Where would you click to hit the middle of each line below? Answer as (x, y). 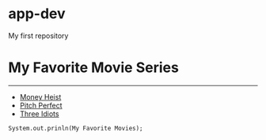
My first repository (38, 36)
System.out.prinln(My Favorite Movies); (76, 128)
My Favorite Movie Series (94, 68)
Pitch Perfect (41, 105)
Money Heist (40, 96)
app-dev (37, 14)
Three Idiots (39, 114)
